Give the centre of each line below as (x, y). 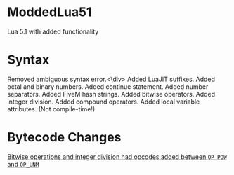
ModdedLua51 (50, 12)
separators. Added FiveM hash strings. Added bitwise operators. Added (111, 94)
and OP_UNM (23, 164)
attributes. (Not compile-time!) (51, 108)
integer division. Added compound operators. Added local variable (104, 101)
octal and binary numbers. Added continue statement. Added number (108, 86)
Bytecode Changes (64, 138)
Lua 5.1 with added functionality (53, 31)
